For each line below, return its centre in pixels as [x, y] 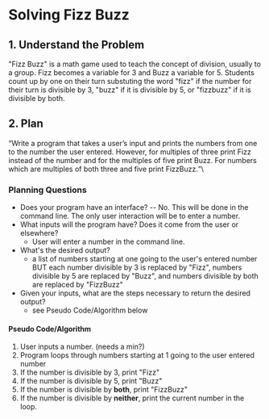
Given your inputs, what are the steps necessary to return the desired [135, 293]
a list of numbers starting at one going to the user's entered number [145, 259]
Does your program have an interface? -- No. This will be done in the [134, 207]
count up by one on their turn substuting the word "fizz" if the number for [130, 81]
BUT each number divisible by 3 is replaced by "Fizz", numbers [137, 267]
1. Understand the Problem [77, 45]
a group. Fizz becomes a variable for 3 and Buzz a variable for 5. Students [132, 73]
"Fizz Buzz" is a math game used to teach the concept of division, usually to [135, 64]
